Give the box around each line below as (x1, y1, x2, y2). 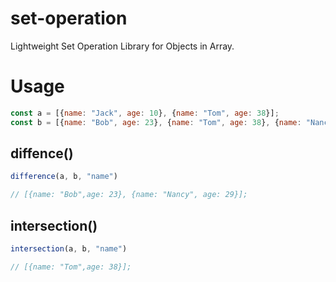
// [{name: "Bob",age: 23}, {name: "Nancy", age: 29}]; (10, 190, 248, 200)
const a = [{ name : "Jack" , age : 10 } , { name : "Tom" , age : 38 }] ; (10, 108, 280, 118)
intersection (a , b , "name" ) (10, 244, 128, 254)
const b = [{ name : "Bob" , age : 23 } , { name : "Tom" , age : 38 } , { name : (10, 117, 302, 127)
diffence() (10, 145, 74, 162)
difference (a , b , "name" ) (10, 172, 118, 182)
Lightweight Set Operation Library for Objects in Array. (10, 40, 235, 52)
